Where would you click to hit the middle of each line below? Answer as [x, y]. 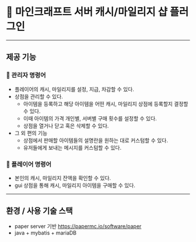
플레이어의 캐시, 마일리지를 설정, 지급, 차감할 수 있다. [74, 89]
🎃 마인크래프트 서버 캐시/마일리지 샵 [87, 12]
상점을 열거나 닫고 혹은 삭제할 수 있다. [66, 126]
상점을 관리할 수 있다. [38, 96]
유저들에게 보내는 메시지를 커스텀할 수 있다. [72, 147]
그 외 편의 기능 [31, 133]
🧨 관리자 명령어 [26, 75]
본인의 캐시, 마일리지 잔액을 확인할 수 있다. [63, 178]
